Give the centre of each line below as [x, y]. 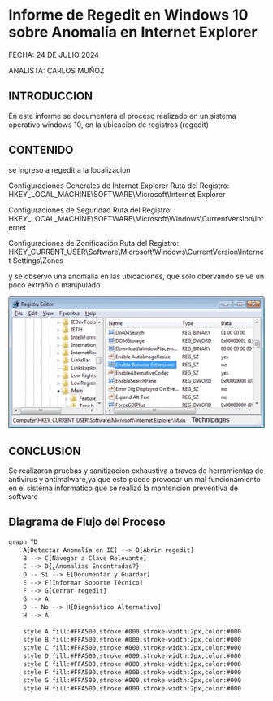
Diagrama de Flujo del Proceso [87, 522]
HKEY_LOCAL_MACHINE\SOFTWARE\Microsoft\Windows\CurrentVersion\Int [136, 218]
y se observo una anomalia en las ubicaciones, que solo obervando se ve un [136, 276]
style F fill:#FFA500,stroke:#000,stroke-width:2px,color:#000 [132, 672]
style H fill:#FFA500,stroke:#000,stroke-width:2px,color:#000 [132, 688]
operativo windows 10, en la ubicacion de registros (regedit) [108, 125]
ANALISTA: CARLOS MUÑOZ [56, 70]
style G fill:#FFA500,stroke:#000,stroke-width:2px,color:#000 [132, 680]
